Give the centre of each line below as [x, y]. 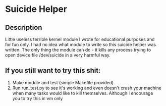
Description [24, 27]
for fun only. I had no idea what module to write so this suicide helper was [81, 45]
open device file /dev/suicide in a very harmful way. [58, 55]
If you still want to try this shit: [53, 71]
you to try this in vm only [37, 98]
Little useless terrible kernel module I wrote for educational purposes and [80, 39]
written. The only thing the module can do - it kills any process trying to [78, 50]
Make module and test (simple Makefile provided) [63, 82]
